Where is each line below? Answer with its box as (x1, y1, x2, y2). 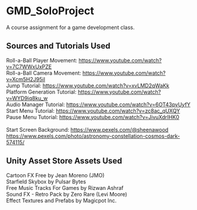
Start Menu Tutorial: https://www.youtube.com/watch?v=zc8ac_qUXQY (6, 107, 180, 114)
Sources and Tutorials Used (6, 41, 111, 51)
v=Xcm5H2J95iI (6, 75, 46, 82)
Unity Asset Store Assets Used (6, 156, 123, 166)
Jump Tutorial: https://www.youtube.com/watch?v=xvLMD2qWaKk (6, 82, 170, 89)
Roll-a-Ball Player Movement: (6, 56, 78, 63)
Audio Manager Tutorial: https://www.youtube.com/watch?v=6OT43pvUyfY (6, 101, 191, 108)
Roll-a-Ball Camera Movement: (6, 69, 81, 77)
